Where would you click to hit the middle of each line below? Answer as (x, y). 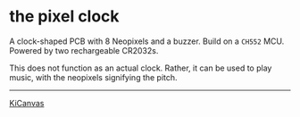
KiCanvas (27, 103)
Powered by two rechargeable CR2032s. (84, 50)
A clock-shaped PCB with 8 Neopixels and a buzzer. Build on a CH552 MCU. (147, 41)
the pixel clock (64, 17)
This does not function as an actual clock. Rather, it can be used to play (141, 68)
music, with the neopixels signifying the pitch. (93, 77)
